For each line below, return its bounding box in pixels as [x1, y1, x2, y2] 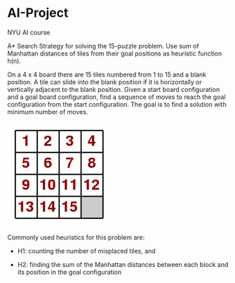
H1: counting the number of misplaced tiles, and [17, 246, 156, 255]
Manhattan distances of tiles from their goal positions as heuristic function [7, 49, 222, 58]
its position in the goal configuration [17, 268, 122, 276]
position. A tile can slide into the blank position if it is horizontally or [7, 77, 202, 86]
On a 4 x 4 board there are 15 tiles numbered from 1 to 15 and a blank [7, 70, 207, 79]
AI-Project [7, 5, 69, 21]
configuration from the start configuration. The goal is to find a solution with [7, 100, 227, 108]
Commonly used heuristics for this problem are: [7, 233, 145, 242]
